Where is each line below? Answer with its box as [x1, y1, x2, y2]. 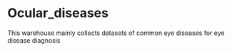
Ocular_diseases [7, 5, 109, 21]
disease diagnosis [7, 36, 61, 44]
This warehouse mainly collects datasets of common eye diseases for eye [7, 28, 225, 37]
